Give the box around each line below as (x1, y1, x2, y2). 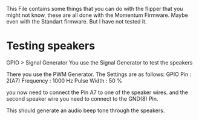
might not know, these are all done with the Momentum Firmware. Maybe (6, 11, 189, 19)
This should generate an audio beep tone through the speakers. (6, 107, 165, 114)
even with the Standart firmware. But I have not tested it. (6, 18, 147, 25)
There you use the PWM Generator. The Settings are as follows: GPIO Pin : (6, 71, 192, 78)
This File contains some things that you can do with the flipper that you (6, 5, 183, 12)
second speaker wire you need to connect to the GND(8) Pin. (6, 95, 158, 102)
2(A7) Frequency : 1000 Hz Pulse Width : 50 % (6, 77, 122, 84)
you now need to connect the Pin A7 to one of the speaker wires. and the (6, 89, 189, 96)
